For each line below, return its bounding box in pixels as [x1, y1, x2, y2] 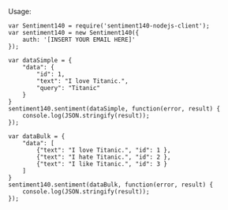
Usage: [8, 7, 32, 16]
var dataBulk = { [8, 133, 65, 141]
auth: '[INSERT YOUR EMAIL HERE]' [22, 36, 136, 43]
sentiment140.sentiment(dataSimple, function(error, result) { [8, 105, 221, 113]
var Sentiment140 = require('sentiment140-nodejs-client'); [8, 22, 211, 30]
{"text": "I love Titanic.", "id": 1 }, [36, 146, 171, 154]
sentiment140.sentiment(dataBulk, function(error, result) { [8, 181, 214, 189]
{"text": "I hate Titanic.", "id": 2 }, [36, 153, 171, 161]
